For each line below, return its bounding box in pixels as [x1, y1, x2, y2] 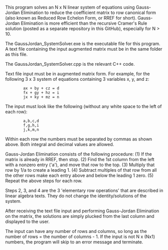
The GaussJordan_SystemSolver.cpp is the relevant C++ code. [5, 61, 135, 67]
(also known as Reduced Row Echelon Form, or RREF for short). [5, 15, 137, 21]
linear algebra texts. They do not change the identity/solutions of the [5, 193, 147, 199]
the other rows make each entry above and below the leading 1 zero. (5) [5, 173, 154, 178]
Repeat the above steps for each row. [5, 178, 83, 184]
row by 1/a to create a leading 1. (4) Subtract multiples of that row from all [5, 167, 157, 173]
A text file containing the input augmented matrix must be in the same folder [5, 46, 162, 52]
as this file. [5, 51, 28, 57]
